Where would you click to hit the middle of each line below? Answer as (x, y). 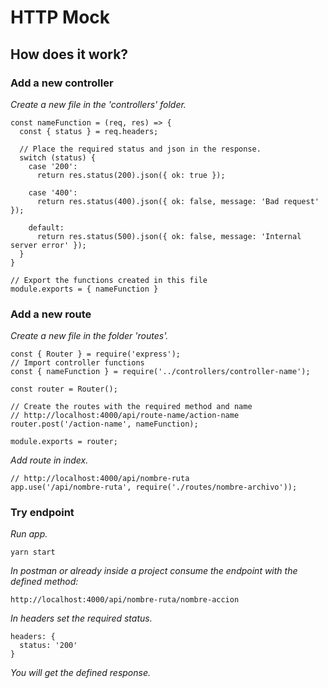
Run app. (29, 534)
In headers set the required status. (81, 618)
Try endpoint (42, 513)
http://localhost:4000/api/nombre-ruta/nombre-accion (125, 600)
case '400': (53, 192)
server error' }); (48, 245)
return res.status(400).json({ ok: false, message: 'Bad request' (178, 201)
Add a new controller (62, 83)
